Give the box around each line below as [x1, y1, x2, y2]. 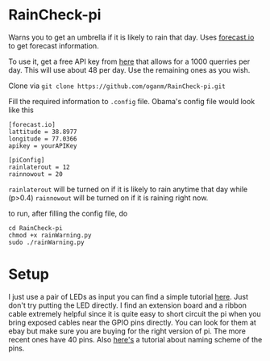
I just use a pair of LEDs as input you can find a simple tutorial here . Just [8, 292, 248, 301]
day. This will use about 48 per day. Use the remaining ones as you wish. [8, 65, 251, 74]
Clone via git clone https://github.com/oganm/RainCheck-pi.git [8, 81, 226, 90]
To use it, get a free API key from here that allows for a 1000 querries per [8, 57, 251, 66]
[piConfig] [8, 156, 45, 164]
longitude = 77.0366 [8, 135, 78, 143]
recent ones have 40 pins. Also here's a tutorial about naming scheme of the [8, 334, 263, 344]
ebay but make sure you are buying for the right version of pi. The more [8, 325, 246, 336]
